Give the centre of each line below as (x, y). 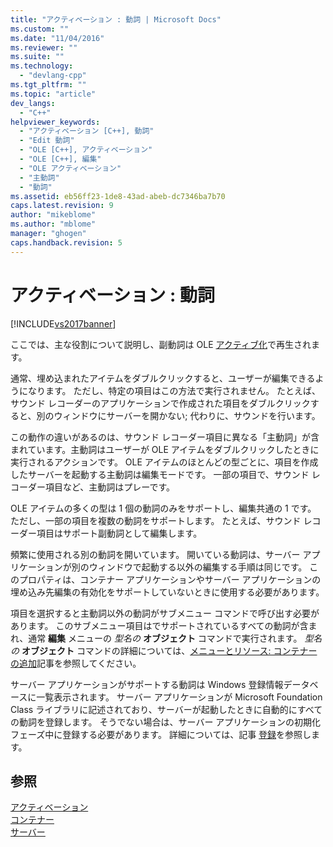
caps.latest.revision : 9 (62, 206)
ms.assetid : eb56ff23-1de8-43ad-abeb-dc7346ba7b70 (118, 196)
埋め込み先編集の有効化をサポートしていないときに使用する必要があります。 (167, 592)
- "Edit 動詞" (47, 141)
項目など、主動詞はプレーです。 (110, 487)
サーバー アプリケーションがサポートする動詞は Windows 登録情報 (147, 684)
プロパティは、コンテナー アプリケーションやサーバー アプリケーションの (170, 579)
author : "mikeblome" (53, 215)
